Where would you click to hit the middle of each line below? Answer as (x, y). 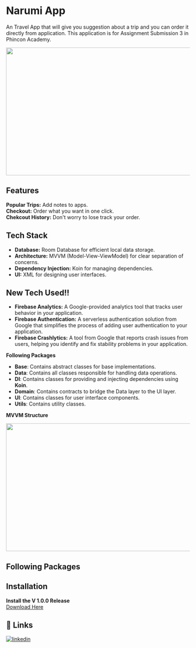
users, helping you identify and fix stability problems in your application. (101, 344)
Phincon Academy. (29, 39)
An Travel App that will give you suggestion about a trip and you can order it (97, 27)
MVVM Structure (27, 415)
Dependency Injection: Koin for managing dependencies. (84, 268)
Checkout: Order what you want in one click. (60, 211)
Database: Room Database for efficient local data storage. (85, 250)
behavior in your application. (49, 313)
